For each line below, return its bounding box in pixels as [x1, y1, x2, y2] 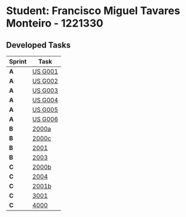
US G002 [32, 77, 58, 85]
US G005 [32, 106, 58, 113]
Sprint [9, 58, 27, 65]
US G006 [32, 115, 58, 123]
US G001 [32, 68, 58, 75]
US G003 [32, 86, 58, 95]
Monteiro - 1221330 [6, 16, 104, 30]
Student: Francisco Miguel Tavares [6, 4, 181, 18]
